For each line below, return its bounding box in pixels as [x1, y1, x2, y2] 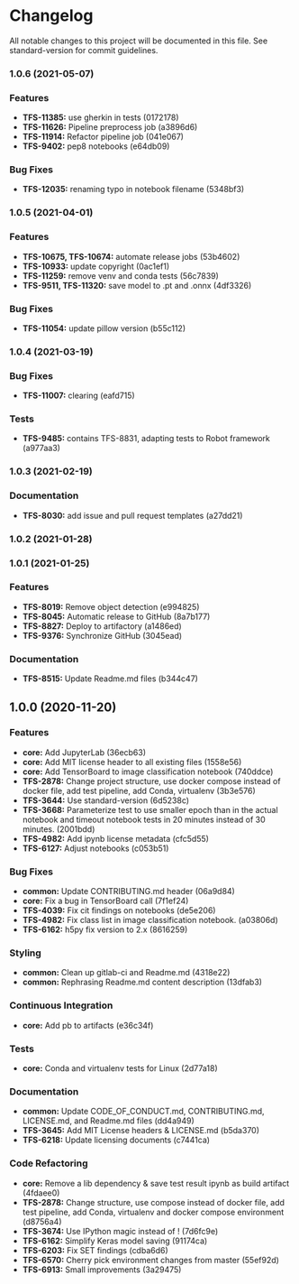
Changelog [9, 5, 94, 26]
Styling [9, 947, 42, 959]
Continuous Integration [9, 999, 113, 1011]
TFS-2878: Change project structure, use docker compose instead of [22, 775, 281, 786]
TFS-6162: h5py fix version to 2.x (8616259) [22, 924, 188, 935]
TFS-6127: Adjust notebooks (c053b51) [22, 843, 169, 854]
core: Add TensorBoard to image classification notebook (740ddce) [22, 766, 274, 777]
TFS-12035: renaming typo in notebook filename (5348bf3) [22, 184, 245, 195]
